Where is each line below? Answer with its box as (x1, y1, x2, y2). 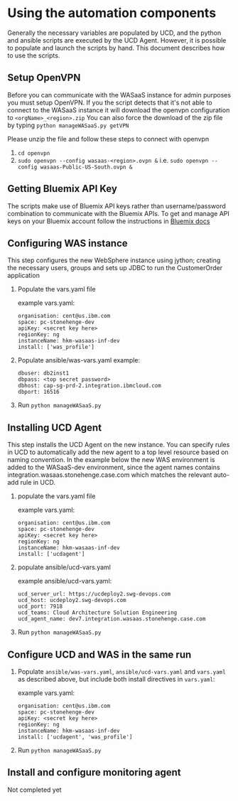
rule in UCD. (20, 478, 55, 487)
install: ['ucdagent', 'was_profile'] (17, 733, 133, 741)
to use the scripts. (7, 51, 60, 60)
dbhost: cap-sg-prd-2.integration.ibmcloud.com (17, 382, 161, 389)
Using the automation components (7, 5, 217, 21)
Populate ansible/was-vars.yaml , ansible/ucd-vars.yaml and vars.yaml (17, 667, 226, 676)
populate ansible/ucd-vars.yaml (17, 563, 112, 571)
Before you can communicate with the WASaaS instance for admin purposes (7, 90, 232, 99)
